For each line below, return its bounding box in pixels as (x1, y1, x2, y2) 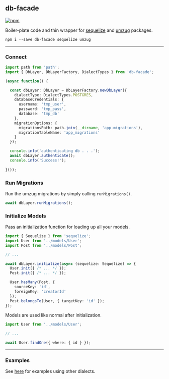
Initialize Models (5, 212, 46, 219)
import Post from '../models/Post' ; (5, 243, 82, 248)
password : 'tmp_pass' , (18, 106, 66, 112)
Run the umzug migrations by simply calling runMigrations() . (5, 190, 132, 196)
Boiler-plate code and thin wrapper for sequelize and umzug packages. (5, 27, 153, 33)
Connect (5, 53, 27, 60)
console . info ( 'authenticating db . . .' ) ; (10, 148, 100, 153)
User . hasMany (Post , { (10, 280, 55, 285)
